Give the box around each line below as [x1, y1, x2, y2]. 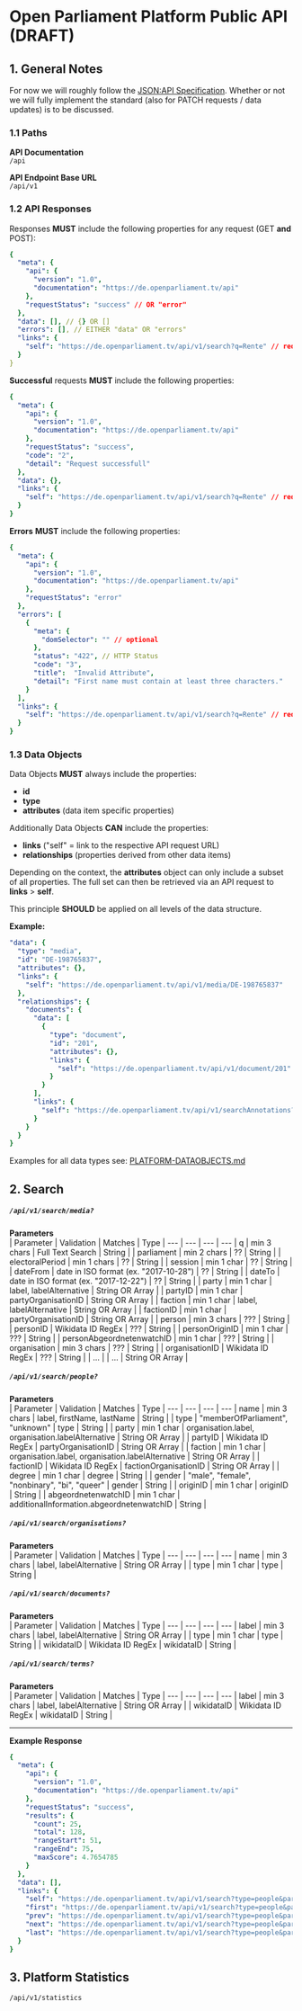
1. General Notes [9, 61, 103, 76]
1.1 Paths [9, 126, 48, 139]
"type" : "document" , [49, 1031, 127, 1040]
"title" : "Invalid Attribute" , [32, 668, 155, 678]
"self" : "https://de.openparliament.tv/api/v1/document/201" [57, 1064, 292, 1073]
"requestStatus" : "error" [25, 594, 123, 603]
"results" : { [25, 1810, 75, 1820]
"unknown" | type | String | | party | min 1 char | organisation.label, [9, 1422, 254, 1433]
